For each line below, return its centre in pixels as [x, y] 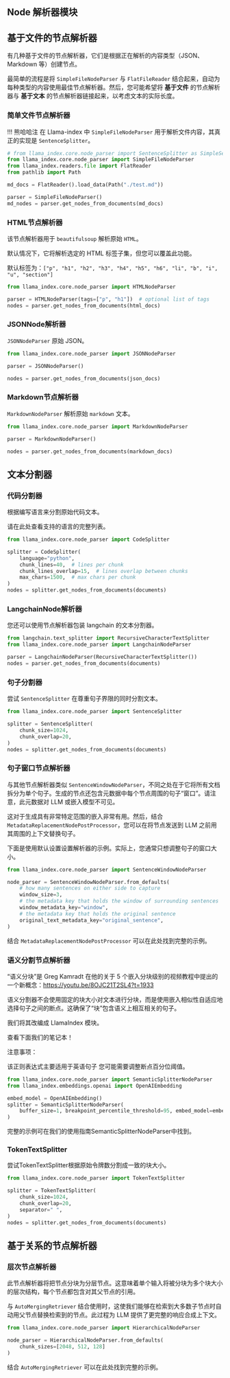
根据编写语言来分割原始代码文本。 [55, 512]
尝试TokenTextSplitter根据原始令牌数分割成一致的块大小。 [89, 1165]
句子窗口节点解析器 [39, 769]
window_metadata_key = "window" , [64, 908]
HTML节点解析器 [35, 222]
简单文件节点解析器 [39, 115]
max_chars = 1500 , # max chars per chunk [78, 577]
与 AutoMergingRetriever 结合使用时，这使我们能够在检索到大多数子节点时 [112, 1307]
